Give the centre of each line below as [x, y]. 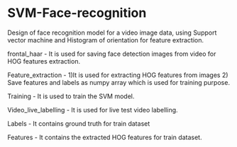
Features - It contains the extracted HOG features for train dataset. [105, 137]
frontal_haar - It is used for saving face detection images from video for [112, 54]
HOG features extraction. [44, 61]
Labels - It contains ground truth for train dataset [79, 123]
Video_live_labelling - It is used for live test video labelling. [93, 110]
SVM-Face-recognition [77, 13]
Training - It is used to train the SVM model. [71, 96]
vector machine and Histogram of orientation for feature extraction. [106, 40]
